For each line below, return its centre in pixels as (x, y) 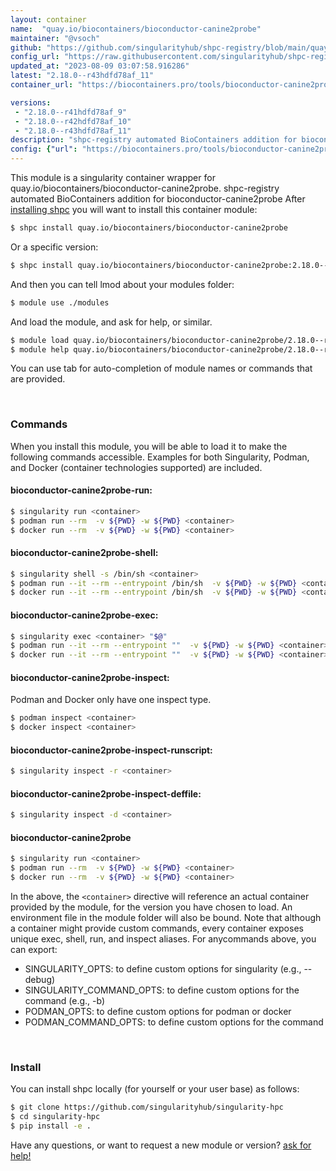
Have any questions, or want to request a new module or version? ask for (161, 1145)
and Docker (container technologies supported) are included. (136, 467)
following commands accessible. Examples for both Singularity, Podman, (160, 457)
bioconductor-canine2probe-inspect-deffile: (106, 793)
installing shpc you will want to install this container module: (134, 209)
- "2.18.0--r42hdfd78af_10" (73, 121)
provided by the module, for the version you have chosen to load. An (151, 907)
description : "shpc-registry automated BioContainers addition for (154, 140)
